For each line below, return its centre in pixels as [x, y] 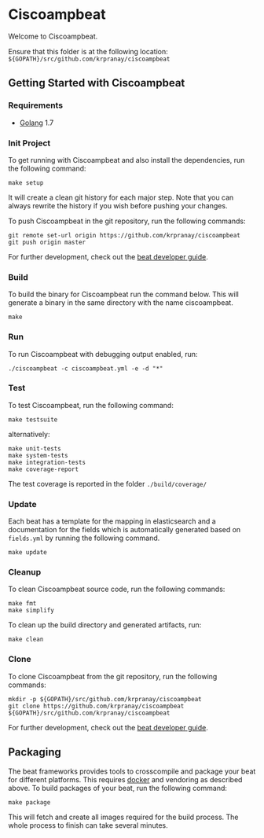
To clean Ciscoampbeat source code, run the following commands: [117, 589]
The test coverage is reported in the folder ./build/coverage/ [107, 483]
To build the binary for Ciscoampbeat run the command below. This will [124, 294]
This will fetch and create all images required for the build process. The [123, 817]
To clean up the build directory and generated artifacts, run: [105, 625]
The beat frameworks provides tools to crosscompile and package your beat [132, 771]
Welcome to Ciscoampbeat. [53, 36]
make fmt [22, 604]
